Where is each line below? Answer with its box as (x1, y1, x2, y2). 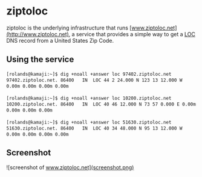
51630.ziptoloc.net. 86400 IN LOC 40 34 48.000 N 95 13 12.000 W (6, 125, 183, 131)
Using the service (6, 54, 74, 64)
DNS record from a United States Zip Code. (6, 37, 114, 44)
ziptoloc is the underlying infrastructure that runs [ (6, 24, 132, 31)
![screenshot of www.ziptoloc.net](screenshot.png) (6, 164, 134, 171)
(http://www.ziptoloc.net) (6, 30, 70, 37)
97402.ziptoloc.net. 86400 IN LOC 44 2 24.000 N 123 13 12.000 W (6, 77, 183, 83)
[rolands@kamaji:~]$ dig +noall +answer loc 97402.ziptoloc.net (6, 71, 172, 77)
